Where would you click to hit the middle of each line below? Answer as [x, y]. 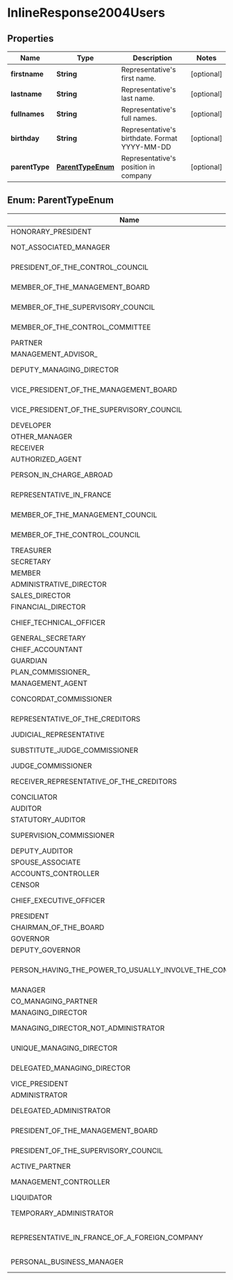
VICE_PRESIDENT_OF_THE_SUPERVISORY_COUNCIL [96, 409]
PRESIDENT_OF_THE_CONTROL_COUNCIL [80, 267]
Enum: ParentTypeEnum [61, 200]
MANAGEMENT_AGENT [49, 683]
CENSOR [25, 885]
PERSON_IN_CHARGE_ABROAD [62, 475]
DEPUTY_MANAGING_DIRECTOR [65, 370]
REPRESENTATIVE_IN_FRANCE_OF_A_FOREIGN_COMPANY [107, 1237]
